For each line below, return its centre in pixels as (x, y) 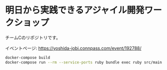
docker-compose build (28, 57)
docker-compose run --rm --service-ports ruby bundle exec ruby (73, 62)
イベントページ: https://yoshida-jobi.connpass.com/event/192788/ (73, 48)
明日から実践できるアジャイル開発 (75, 10)
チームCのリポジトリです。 (33, 37)
